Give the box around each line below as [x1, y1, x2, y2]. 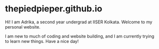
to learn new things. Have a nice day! [5, 38, 79, 44]
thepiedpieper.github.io [5, 3, 102, 14]
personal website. [5, 24, 41, 29]
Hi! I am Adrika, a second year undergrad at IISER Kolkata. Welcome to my [5, 19, 153, 25]
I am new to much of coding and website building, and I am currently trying [5, 33, 155, 39]
